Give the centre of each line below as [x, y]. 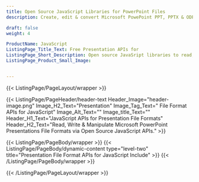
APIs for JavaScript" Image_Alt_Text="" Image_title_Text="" [78, 112]
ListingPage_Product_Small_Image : [49, 60]
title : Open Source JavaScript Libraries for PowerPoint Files [86, 12]
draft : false [22, 28]
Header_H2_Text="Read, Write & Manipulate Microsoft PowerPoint [87, 124]
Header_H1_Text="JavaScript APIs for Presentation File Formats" [85, 118]
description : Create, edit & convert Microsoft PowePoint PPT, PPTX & [95, 17]
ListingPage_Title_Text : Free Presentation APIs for [73, 50]
